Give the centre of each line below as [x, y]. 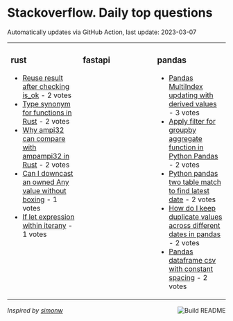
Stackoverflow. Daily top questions [110, 13]
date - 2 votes [192, 199]
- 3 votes [184, 113]
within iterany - [48, 225]
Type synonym [46, 104]
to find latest [189, 190]
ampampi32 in [46, 156]
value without [44, 190]
